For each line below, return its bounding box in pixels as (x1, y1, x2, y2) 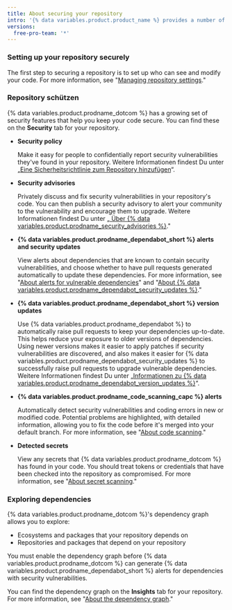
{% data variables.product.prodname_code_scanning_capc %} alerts (17, 392, 222, 400)
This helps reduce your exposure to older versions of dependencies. (17, 334, 213, 343)
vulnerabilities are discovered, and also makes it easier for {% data (17, 349, 208, 358)
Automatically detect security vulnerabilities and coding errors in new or (17, 406, 224, 414)
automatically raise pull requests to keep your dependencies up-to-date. (17, 327, 225, 336)
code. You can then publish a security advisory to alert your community (17, 199, 222, 208)
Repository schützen (7, 93, 79, 103)
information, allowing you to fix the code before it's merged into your (17, 420, 214, 429)
